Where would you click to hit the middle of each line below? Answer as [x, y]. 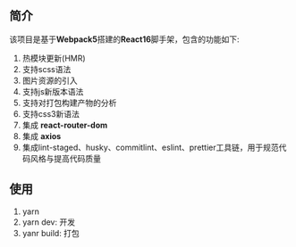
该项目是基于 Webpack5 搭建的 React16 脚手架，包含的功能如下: [124, 39]
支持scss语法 [47, 69]
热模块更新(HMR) [54, 58]
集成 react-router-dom [65, 125]
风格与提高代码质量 [65, 158]
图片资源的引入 [50, 80]
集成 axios [42, 136]
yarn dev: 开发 [49, 222]
